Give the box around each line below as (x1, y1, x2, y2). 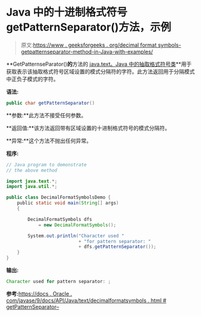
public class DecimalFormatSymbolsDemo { (6, 195, 111, 200)
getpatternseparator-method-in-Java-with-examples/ (20, 48, 154, 55)
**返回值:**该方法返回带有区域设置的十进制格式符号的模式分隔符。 (6, 124, 170, 132)
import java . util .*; (6, 184, 58, 190)
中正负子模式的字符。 (6, 75, 59, 83)
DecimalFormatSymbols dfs (28, 216, 93, 222)
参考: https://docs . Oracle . (6, 290, 72, 297)
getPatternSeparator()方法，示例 (6, 20, 172, 34)
